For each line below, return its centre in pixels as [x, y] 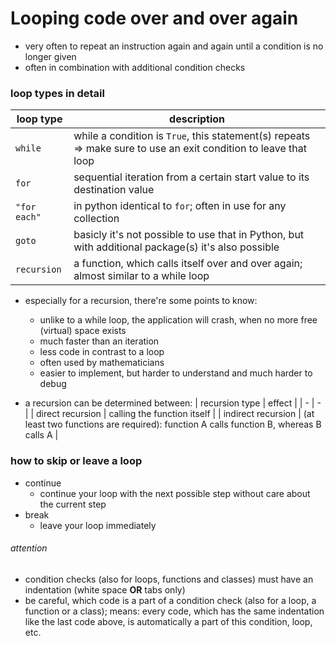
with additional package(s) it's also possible [176, 247]
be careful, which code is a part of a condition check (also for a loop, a [170, 600]
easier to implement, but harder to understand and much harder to [176, 373]
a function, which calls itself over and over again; [188, 264]
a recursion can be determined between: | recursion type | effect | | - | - [173, 403]
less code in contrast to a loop [102, 352]
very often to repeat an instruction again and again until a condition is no [174, 46]
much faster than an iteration [99, 341]
